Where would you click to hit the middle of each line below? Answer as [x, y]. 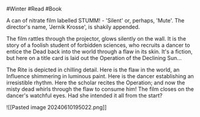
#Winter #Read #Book [34, 9]
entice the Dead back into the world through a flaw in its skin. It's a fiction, [100, 52]
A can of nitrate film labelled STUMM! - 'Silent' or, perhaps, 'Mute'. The [95, 20]
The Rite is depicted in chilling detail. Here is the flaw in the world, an [93, 70]
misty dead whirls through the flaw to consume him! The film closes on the [100, 89]
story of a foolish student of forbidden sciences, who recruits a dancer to [98, 45]
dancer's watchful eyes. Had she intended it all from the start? [84, 95]
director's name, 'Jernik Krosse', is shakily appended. [73, 27]
